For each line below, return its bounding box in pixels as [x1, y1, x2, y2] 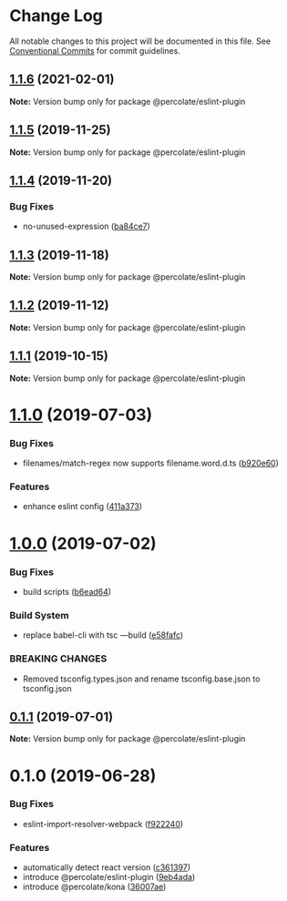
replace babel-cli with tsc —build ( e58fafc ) [22, 630, 184, 640]
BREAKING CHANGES [9, 652, 108, 665]
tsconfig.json [22, 682, 72, 693]
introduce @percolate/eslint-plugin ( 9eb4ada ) [22, 872, 196, 883]
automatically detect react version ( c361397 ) [22, 862, 191, 873]
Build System [9, 609, 70, 621]
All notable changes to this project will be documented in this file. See [9, 36, 272, 46]
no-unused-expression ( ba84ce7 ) [22, 220, 150, 232]
